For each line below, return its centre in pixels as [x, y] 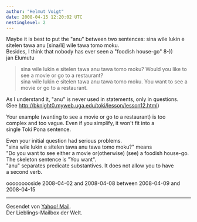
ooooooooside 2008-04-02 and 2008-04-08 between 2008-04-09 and [93, 183]
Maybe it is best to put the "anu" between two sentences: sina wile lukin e [95, 39]
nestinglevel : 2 [26, 22]
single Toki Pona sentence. [39, 129]
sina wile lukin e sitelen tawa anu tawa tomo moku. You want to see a [104, 82]
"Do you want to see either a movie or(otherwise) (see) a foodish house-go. [98, 153]
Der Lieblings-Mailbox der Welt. [44, 213]
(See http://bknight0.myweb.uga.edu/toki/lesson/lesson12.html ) [83, 106]
